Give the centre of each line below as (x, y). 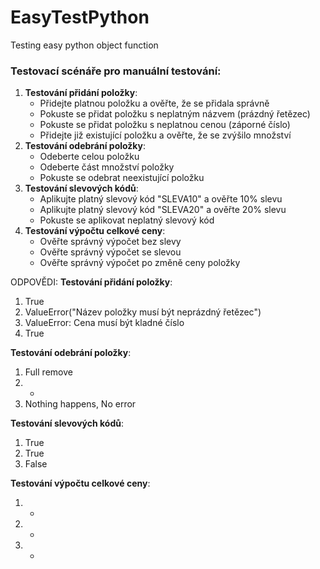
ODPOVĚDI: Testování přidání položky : (91, 282)
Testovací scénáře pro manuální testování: (116, 71)
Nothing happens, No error (80, 404)
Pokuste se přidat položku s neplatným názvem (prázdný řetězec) (175, 114)
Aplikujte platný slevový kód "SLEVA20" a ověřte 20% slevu (163, 210)
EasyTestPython (80, 17)
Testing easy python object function (84, 45)
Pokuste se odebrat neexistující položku (122, 178)
